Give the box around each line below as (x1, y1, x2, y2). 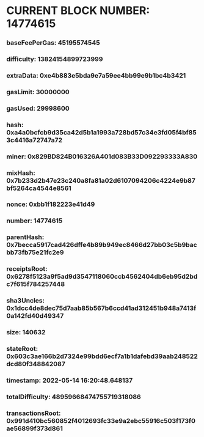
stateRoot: (6, 345, 38, 353)
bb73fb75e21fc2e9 (6, 248, 64, 257)
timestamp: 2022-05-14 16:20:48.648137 (6, 376, 133, 384)
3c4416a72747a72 (6, 136, 63, 144)
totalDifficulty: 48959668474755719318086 (6, 392, 142, 401)
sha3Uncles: (6, 296, 45, 305)
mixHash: (6, 169, 35, 177)
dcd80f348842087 (6, 360, 65, 369)
